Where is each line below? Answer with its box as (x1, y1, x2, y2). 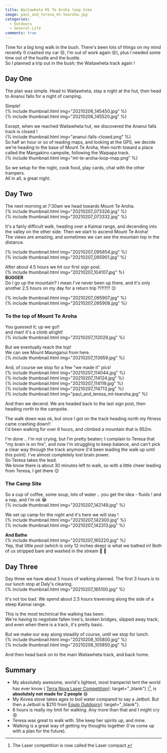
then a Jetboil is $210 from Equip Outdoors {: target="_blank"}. (12, 701, 140, 707)
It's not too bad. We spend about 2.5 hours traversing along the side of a (5, 596, 154, 602)
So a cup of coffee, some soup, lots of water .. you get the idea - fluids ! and (5, 491, 162, 497)
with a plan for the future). (12, 728, 66, 734)
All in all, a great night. (5, 175, 51, 181)
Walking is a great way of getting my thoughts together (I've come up (12, 723, 155, 729)
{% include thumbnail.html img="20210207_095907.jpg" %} (5, 295, 127, 301)
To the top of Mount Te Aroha (5, 313, 77, 320)
